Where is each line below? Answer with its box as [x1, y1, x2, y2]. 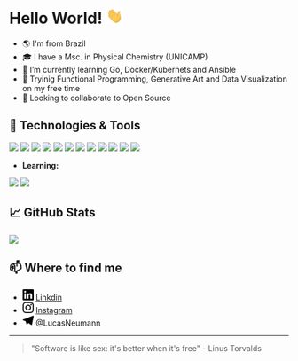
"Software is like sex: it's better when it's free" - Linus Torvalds [30, 342, 262, 353]
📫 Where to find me [9, 261, 122, 276]
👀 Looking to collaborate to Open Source [21, 92, 171, 104]
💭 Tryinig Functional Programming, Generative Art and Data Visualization [21, 74, 288, 84]
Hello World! [9, 8, 103, 28]
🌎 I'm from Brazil [21, 38, 86, 49]
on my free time [21, 83, 81, 94]
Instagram [35, 304, 73, 315]
